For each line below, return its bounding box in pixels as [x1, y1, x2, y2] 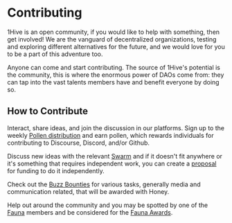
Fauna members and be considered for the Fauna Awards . [7, 208, 173, 216]
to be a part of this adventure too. [7, 50, 103, 58]
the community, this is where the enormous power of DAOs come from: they [7, 71, 224, 79]
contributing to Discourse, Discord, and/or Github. [7, 139, 150, 147]
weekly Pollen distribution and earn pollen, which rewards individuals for [7, 131, 215, 139]
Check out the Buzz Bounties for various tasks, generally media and [7, 180, 201, 188]
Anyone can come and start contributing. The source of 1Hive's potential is [7, 63, 220, 71]
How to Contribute [7, 105, 89, 117]
